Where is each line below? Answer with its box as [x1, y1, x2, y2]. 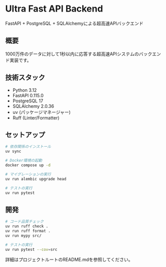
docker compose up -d [5, 163, 51, 168]
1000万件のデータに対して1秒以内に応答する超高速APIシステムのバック [5, 51, 152, 57]
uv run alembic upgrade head [5, 176, 67, 181]
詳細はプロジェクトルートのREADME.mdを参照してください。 [5, 256, 133, 262]
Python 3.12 [12, 87, 37, 93]
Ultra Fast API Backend [5, 3, 103, 15]
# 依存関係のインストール [5, 144, 51, 149]
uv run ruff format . [5, 228, 51, 233]
